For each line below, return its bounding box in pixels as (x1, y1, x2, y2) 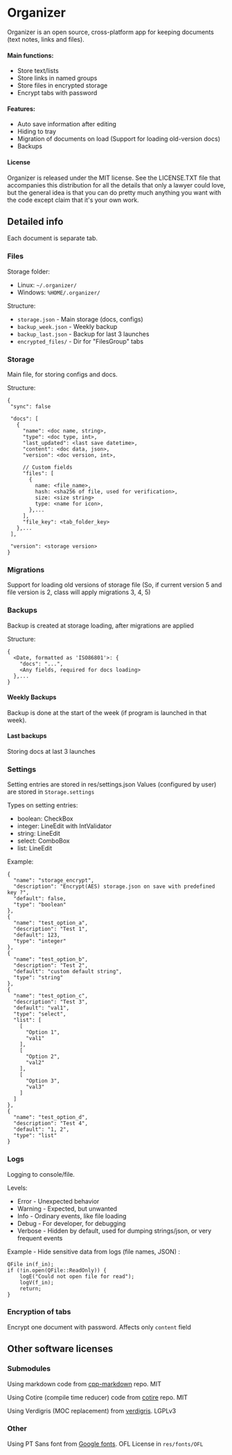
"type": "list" (13, 1132, 57, 1139)
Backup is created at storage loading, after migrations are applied (7, 621, 194, 630)
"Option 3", (25, 1077, 60, 1084)
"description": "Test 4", (13, 1120, 89, 1127)
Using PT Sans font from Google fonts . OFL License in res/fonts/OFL (7, 1439, 204, 1448)
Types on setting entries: (7, 801, 78, 809)
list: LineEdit (17, 844, 53, 852)
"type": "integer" (13, 938, 67, 945)
